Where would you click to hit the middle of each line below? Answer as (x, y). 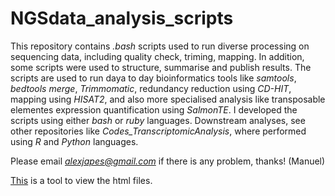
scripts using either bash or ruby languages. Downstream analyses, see (158, 120)
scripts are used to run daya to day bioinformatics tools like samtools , (153, 78)
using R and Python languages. (74, 141)
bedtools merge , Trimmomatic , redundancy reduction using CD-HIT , (151, 88)
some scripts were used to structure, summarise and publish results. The (161, 67)
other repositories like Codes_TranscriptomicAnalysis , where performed (158, 131)
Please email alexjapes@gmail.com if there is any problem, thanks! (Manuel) (168, 161)
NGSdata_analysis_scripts (122, 18)
